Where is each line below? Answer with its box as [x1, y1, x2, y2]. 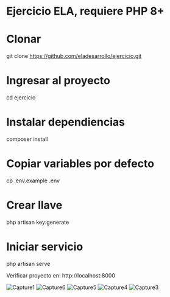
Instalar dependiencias [6, 115, 125, 129]
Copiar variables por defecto [6, 157, 154, 171]
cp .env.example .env [6, 177, 60, 184]
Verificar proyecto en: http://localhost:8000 [6, 271, 116, 279]
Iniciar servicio [6, 240, 83, 254]
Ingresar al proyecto [6, 74, 111, 88]
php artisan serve [6, 260, 51, 267]
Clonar [6, 32, 41, 46]
